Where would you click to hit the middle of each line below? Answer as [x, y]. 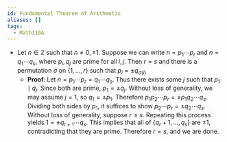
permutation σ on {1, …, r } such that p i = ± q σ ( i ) [82, 71]
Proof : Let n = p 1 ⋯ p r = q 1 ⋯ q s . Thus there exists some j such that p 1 [124, 80]
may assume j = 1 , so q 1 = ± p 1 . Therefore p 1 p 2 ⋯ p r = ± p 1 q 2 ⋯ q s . [117, 98]
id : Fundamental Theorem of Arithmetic [64, 13]
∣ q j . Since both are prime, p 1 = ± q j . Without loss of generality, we [120, 89]
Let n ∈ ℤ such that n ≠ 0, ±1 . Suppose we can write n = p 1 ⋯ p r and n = [118, 54]
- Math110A [29, 33]
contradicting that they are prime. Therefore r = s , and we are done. [123, 131]
